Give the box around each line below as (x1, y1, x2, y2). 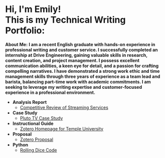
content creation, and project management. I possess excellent (5, 57, 139, 63)
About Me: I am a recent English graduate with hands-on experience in (5, 41, 155, 47)
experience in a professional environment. (5, 89, 95, 95)
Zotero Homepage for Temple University (20, 125, 104, 131)
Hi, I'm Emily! (5, 4, 61, 15)
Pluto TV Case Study (20, 115, 63, 121)
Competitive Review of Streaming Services (20, 104, 109, 110)
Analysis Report (12, 99, 47, 105)
